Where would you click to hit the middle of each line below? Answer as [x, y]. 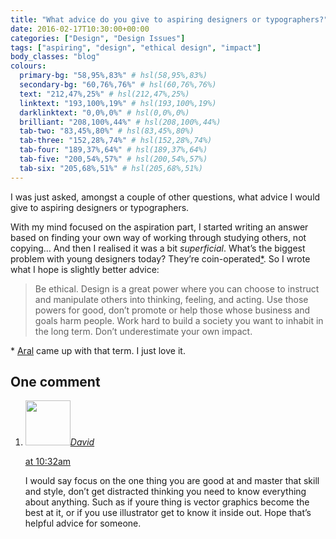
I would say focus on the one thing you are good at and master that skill [172, 481]
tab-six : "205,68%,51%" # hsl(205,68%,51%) [111, 168]
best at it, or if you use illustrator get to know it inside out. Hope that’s [168, 513]
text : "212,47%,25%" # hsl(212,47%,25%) [104, 94]
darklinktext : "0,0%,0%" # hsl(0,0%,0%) [104, 112]
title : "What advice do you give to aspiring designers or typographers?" [169, 19]
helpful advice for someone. [83, 523]
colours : [28, 66]
